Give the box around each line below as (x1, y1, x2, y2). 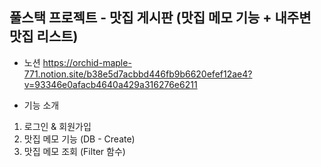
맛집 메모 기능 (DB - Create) (23, 133, 136, 145)
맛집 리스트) (9, 28, 79, 45)
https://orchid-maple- (42, 56, 132, 68)
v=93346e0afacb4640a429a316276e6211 (23, 78, 198, 90)
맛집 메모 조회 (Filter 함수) (23, 145, 126, 157)
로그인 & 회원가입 (23, 120, 92, 132)
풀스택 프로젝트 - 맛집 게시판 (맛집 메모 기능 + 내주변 (9, 9, 312, 27)
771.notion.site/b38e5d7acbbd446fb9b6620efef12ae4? (23, 68, 253, 80)
